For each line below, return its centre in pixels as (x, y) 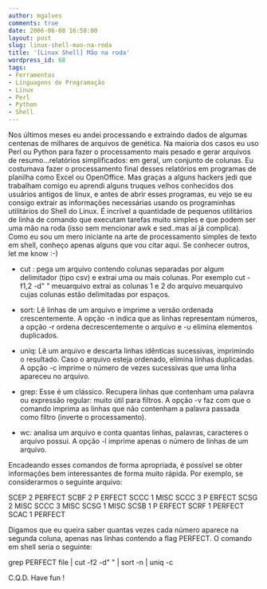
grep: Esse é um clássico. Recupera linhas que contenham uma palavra (137, 391)
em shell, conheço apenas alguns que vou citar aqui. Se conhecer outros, (129, 245)
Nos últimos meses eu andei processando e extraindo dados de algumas (128, 135)
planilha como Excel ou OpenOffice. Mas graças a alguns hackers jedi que (130, 177)
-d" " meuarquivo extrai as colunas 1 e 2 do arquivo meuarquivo (138, 286)
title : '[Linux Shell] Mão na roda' (69, 53)
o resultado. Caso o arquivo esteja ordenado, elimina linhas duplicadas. (137, 359)
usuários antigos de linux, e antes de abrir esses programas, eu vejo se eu (130, 194)
